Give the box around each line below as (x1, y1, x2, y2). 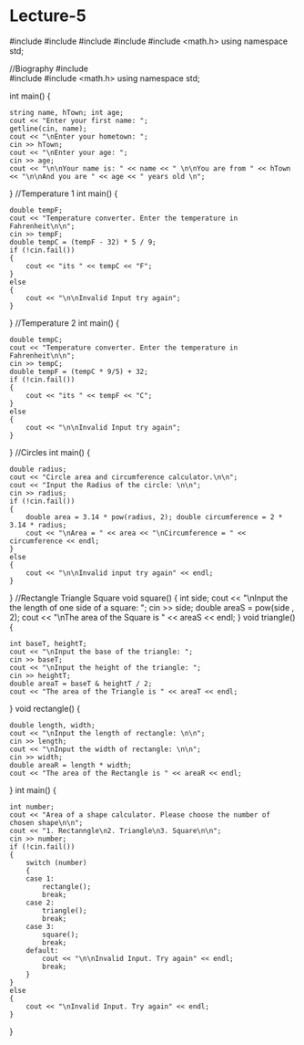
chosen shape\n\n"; (9, 818, 84, 827)
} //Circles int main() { (9, 446, 91, 457)
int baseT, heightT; (9, 639, 88, 648)
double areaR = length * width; (9, 760, 132, 769)
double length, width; (9, 720, 96, 730)
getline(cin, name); (9, 124, 88, 133)
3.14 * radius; (9, 520, 67, 529)
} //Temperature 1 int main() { (9, 188, 118, 199)
